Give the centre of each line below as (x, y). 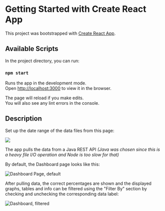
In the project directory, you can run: (42, 61)
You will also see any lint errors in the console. (52, 103)
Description (23, 119)
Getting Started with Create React (76, 9)
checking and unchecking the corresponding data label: (62, 194)
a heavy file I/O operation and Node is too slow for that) (62, 155)
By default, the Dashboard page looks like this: (53, 164)
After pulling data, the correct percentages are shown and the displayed (78, 183)
